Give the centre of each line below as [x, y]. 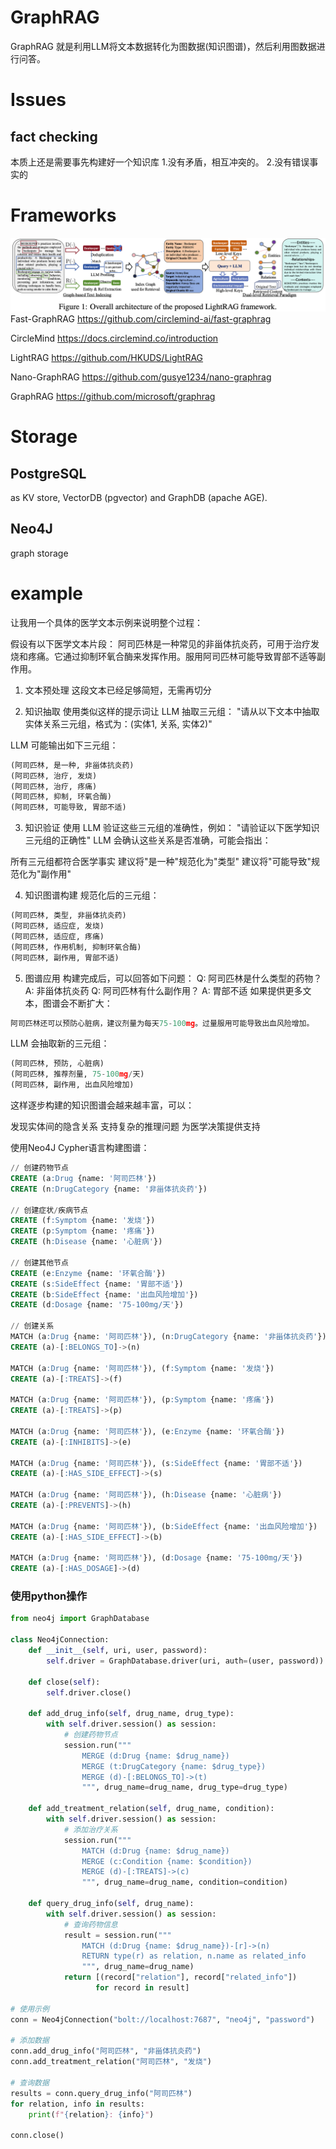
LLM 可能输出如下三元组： [64, 745]
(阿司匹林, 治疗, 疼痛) [54, 786]
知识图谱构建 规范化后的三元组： [92, 895]
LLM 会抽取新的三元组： [60, 1043]
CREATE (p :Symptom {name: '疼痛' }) [83, 1231]
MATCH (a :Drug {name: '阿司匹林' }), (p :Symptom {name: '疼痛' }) [142, 1400]
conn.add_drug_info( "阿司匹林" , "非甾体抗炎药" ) [106, 2051]
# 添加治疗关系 [90, 1829]
